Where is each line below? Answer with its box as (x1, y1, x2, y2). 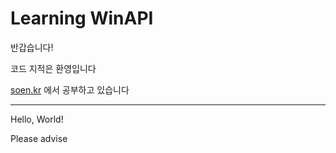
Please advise (10, 132, 68, 144)
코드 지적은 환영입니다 (10, 62, 97, 74)
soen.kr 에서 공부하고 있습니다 (10, 83, 130, 96)
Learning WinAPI (10, 7, 154, 30)
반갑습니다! (10, 41, 54, 53)
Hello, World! (10, 113, 64, 125)
